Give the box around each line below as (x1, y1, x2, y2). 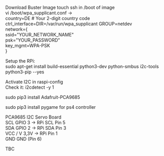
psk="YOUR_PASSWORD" (5, 37, 60, 43)
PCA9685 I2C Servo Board (5, 114, 62, 120)
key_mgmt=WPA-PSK (5, 43, 50, 48)
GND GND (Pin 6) (5, 136, 42, 142)
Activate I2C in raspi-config (5, 79, 63, 85)
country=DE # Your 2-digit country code (5, 15, 90, 21)
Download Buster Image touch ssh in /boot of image (5, 5, 115, 10)
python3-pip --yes (5, 69, 44, 75)
